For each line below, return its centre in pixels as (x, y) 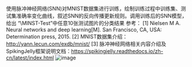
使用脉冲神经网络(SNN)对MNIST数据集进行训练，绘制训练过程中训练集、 (94, 8)
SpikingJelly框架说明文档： (39, 51)
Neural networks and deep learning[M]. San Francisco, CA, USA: (84, 30)
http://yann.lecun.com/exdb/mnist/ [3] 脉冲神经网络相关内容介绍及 (86, 44)
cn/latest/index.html (30, 58)
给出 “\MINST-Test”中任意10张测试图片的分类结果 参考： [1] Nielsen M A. (93, 23)
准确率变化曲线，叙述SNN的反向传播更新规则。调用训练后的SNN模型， (102, 16)
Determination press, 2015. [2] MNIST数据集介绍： (67, 36)
